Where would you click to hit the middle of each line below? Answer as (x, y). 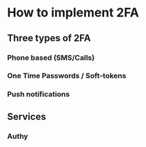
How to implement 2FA (73, 13)
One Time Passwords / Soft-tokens (67, 76)
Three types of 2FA (49, 38)
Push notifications (39, 94)
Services (27, 116)
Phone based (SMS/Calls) (51, 58)
